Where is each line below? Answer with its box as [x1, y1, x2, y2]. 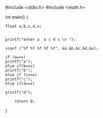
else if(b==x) [5, 64, 36, 69]
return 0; [14, 99, 36, 104]
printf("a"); [5, 59, 33, 64]
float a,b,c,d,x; [5, 24, 42, 29]
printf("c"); [5, 77, 33, 82]
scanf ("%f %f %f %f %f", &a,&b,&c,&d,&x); [5, 46, 99, 51]
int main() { [5, 14, 29, 20]
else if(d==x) [5, 81, 36, 86]
